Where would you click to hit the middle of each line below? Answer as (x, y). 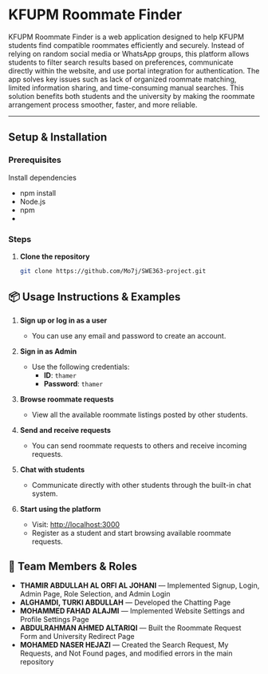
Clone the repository (55, 256)
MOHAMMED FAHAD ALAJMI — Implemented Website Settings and (132, 611)
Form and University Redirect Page (77, 636)
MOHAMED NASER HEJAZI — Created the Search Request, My (124, 645)
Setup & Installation (58, 137)
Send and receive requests (65, 430)
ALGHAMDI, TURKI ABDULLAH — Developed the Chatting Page (125, 603)
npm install (38, 192)
